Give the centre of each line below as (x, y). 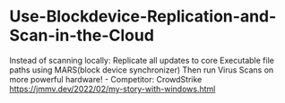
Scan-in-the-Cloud (82, 35)
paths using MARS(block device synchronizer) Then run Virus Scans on (142, 70)
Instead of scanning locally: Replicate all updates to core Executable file (142, 60)
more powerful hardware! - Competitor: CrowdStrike (106, 79)
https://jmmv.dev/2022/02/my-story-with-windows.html (112, 89)
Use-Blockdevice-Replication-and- (143, 17)
